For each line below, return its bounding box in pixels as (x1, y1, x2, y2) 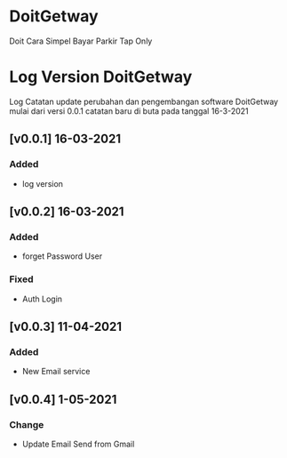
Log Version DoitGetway (9, 67, 193, 87)
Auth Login (21, 293, 63, 304)
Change (9, 418, 44, 430)
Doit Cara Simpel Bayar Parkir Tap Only (9, 36, 153, 46)
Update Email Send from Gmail (21, 438, 135, 449)
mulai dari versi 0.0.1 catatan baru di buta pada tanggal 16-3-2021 (9, 105, 249, 117)
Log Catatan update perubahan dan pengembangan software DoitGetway (9, 96, 278, 107)
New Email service (21, 366, 91, 377)
